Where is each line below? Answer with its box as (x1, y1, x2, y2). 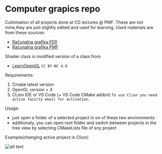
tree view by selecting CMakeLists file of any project (12, 125, 117, 131)
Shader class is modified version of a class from (5, 53, 101, 59)
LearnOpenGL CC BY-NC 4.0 (12, 63, 68, 69)
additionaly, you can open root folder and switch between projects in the (12, 120, 157, 126)
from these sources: (5, 29, 45, 35)
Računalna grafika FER (12, 39, 57, 44)
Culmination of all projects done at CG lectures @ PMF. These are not (5, 19, 144, 25)
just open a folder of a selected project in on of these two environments (12, 114, 155, 120)
